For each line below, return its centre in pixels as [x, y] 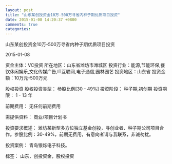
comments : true [22, 24]
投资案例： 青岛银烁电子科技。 [37, 145]
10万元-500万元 [31, 78]
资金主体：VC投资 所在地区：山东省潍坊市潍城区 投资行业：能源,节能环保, [83, 65]
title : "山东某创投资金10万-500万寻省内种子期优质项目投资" [63, 15]
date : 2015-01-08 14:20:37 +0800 [41, 19]
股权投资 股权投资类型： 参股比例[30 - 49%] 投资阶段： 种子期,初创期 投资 [84, 89]
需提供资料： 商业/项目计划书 [36, 117]
